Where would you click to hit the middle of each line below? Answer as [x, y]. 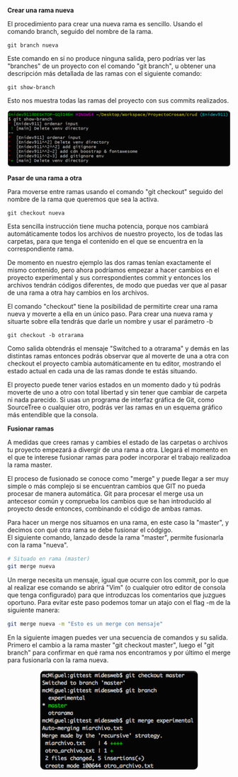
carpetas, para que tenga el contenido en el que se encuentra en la [105, 242]
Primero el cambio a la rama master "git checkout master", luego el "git [111, 645]
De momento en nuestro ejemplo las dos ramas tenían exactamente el [109, 263]
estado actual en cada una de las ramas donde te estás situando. [102, 371]
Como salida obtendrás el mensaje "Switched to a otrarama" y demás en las [118, 348]
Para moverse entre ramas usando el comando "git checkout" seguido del [115, 192]
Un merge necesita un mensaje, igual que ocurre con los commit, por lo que [118, 579]
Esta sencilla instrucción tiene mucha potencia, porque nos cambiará [108, 227]
